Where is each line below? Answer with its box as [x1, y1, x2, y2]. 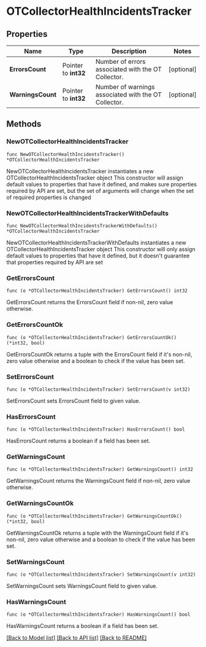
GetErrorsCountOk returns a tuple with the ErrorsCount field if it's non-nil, [6, 350, 193, 358]
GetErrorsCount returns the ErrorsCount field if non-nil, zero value [6, 299, 174, 306]
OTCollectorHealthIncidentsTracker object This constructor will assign [6, 174, 183, 181]
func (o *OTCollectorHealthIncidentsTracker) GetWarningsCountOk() [6, 513, 183, 519]
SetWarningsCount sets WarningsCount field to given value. [6, 582, 158, 590]
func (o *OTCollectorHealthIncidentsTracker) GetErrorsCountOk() [6, 334, 177, 340]
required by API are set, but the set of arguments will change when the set [6, 187, 194, 194]
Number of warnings [95, 83, 155, 91]
